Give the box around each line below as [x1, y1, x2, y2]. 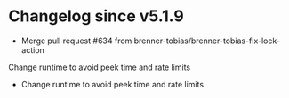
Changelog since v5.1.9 [8, 6, 184, 26]
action [20, 44, 45, 55]
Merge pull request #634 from [20, 35, 132, 46]
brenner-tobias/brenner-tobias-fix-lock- [133, 35, 281, 46]
